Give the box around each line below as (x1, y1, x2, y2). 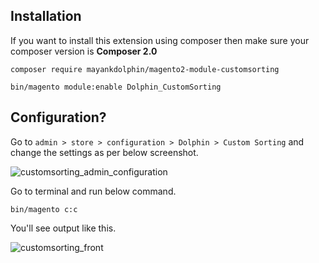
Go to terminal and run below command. (10, 185, 177, 197)
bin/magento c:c (10, 204, 78, 214)
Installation (10, 8, 82, 25)
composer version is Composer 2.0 (10, 45, 158, 57)
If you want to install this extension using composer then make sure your (10, 34, 310, 46)
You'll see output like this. (10, 222, 117, 234)
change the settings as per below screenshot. (10, 146, 199, 158)
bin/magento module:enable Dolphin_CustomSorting (10, 82, 222, 92)
